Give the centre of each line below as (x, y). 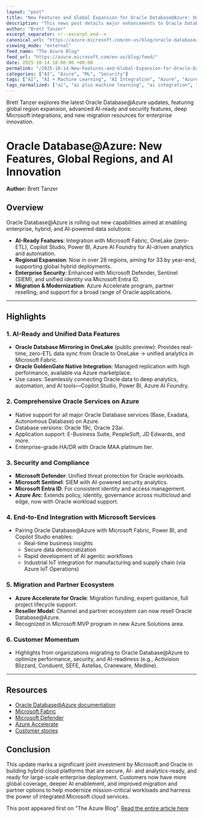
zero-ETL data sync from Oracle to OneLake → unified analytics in (111, 354)
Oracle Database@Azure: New (84, 146)
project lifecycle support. (46, 604)
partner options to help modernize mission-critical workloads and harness (98, 790)
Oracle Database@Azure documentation (65, 705)
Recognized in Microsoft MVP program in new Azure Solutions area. (99, 623)
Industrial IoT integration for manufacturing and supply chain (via (105, 563)
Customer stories (37, 730)
